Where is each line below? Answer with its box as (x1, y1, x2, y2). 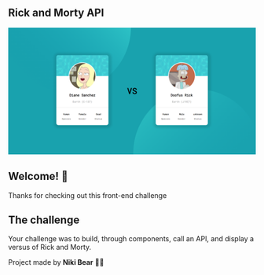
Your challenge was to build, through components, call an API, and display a (8, 234, 254, 244)
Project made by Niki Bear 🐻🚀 (8, 258, 104, 267)
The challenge (8, 213, 80, 226)
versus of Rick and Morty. (8, 243, 92, 252)
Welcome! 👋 (8, 170, 68, 183)
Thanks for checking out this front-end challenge (8, 190, 167, 200)
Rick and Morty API (8, 6, 104, 20)
